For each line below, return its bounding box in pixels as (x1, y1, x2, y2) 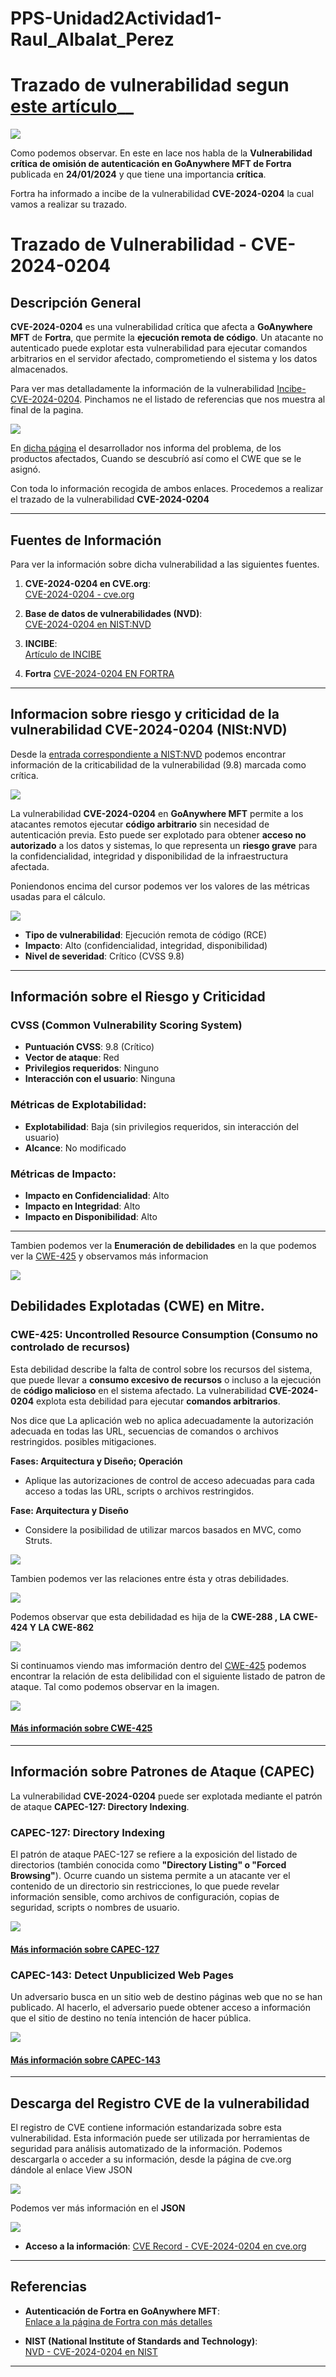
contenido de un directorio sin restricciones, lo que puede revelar (10, 1880, 280, 1892)
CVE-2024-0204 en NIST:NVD (24, 618, 152, 630)
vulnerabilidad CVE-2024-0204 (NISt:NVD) (10, 722, 288, 739)
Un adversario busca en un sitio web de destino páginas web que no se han (10, 1990, 323, 2002)
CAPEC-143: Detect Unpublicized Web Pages (10, 1968, 234, 1982)
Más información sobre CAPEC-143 (10, 2053, 161, 2066)
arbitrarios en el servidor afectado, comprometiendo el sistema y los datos (10, 353, 318, 365)
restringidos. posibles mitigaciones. (10, 1435, 157, 1447)
